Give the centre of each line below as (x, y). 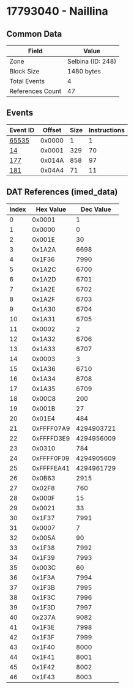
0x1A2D (44, 279)
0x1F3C (44, 597)
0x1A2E (44, 289)
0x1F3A (44, 578)
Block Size (24, 71)
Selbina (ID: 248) (92, 61)
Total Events (27, 81)
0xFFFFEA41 (51, 468)
